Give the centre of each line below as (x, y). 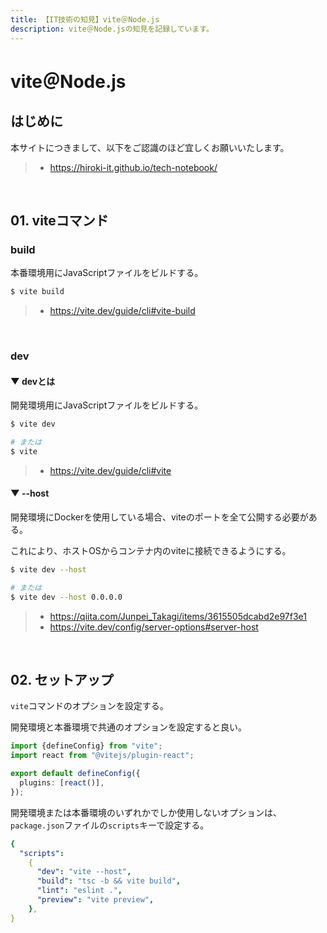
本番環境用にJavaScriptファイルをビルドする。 (107, 273)
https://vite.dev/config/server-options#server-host (154, 627)
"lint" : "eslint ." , (79, 891)
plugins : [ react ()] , (62, 783)
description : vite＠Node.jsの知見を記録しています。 (112, 29)
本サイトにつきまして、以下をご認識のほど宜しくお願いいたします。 (150, 147)
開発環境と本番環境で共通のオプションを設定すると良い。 (128, 727)
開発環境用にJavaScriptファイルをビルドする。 (107, 405)
